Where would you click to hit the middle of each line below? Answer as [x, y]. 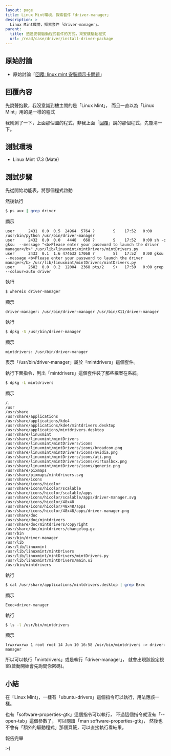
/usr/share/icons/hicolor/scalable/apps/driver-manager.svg [71, 497]
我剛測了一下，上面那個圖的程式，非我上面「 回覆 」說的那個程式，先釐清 [81, 123]
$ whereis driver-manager [33, 291]
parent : [14, 29]
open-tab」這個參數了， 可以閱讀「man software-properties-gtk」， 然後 [82, 721]
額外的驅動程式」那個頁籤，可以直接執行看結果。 [74, 727]
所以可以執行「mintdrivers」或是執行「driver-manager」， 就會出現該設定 [82, 660]
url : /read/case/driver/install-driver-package [62, 39]
